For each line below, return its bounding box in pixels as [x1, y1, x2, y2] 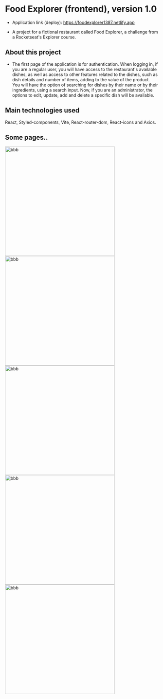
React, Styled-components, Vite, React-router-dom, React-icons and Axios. [5, 119, 157, 125]
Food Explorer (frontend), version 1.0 [5, 3, 157, 15]
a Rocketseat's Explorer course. [12, 34, 76, 40]
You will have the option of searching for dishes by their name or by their [12, 82, 158, 88]
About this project [5, 48, 61, 56]
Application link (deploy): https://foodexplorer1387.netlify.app [12, 19, 135, 25]
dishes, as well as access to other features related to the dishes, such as [12, 72, 158, 77]
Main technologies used [5, 106, 80, 115]
